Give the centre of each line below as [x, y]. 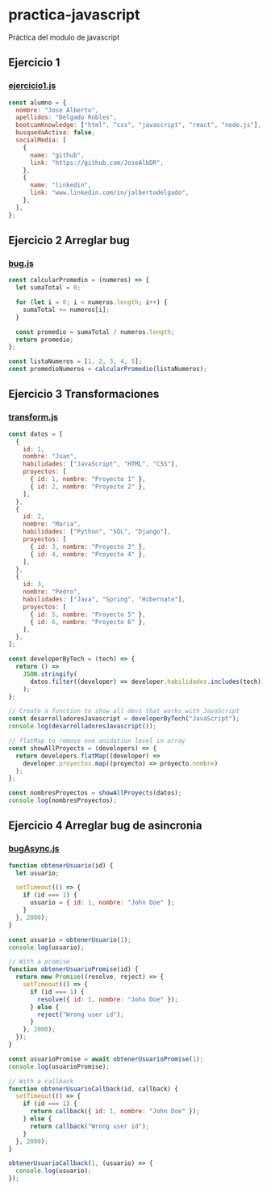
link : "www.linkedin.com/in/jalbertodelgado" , [109, 193]
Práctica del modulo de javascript [64, 37]
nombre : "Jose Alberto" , [57, 110]
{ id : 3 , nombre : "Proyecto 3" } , [88, 546]
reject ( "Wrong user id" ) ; [81, 1015]
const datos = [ [35, 434]
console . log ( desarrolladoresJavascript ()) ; [83, 726]
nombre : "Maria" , [52, 524]
